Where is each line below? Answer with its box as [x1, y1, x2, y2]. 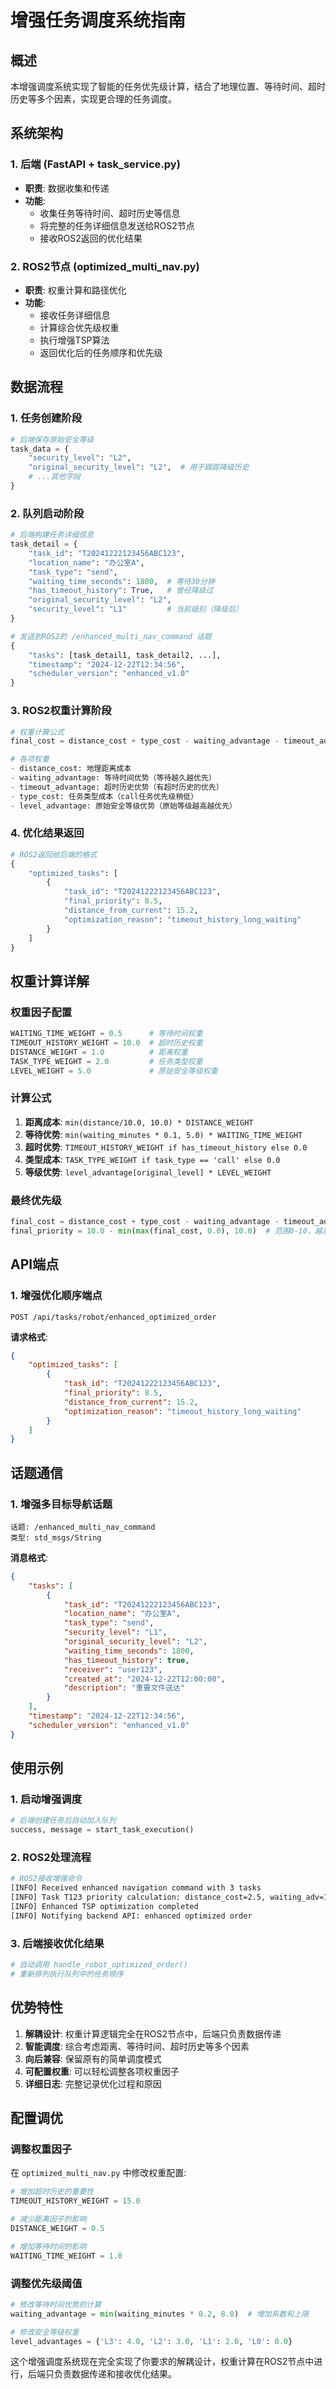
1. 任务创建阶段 [10, 411, 83, 425]
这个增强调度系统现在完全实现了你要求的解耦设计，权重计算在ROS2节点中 [10, 2356, 315, 2368]
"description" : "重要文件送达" [63, 1683, 185, 1693]
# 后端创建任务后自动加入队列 [10, 1816, 117, 1826]
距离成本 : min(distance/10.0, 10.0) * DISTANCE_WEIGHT [24, 1116, 254, 1128]
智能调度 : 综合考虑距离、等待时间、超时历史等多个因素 [24, 2040, 250, 2052]
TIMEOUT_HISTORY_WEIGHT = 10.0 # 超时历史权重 [10, 1038, 203, 1048]
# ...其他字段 [28, 472, 81, 482]
